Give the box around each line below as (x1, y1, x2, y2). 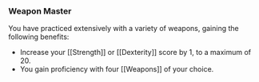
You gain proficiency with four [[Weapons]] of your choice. (19, 64, 214, 74)
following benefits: (8, 32, 70, 41)
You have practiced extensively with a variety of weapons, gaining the (8, 24, 239, 33)
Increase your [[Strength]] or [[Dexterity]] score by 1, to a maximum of (19, 48, 252, 57)
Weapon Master (8, 6, 72, 17)
